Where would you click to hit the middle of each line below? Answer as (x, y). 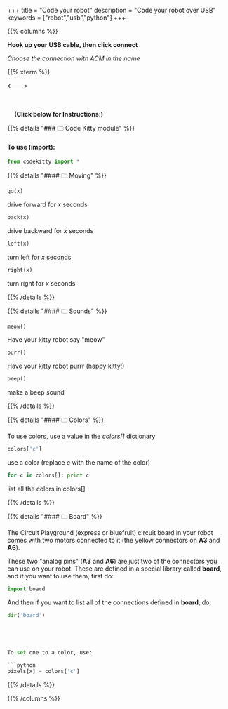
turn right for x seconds (41, 283)
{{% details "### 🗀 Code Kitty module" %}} (71, 128)
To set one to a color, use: (50, 652)
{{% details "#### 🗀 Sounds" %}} (57, 311)
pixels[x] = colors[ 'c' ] (43, 672)
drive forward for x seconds (47, 204)
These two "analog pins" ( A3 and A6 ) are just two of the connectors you (112, 561)
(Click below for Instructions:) (59, 114)
